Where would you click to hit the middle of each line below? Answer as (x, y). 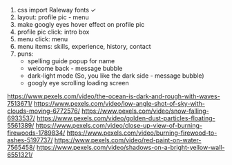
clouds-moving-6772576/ (44, 111)
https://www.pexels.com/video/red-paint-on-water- (128, 140)
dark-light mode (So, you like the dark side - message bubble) (116, 76)
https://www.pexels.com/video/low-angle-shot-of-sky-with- (119, 103)
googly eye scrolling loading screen (78, 83)
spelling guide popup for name (71, 61)
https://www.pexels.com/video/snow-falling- (145, 111)
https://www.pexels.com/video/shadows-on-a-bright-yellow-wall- (131, 147)
